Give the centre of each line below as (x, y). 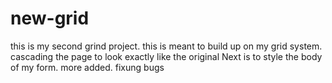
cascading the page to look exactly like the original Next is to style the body (166, 56)
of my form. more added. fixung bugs (87, 67)
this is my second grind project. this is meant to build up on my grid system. (166, 46)
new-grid (50, 18)
